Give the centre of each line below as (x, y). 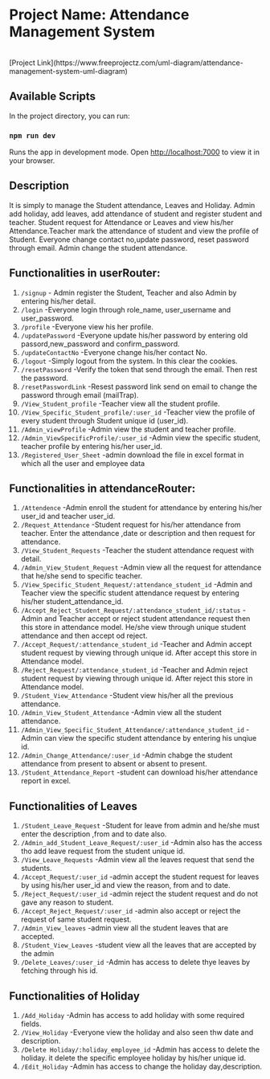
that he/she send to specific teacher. (82, 576)
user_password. (47, 318)
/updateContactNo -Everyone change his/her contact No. (114, 352)
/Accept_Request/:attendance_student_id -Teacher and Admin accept (136, 644)
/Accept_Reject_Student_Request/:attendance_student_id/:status (131, 611)
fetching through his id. (59, 971)
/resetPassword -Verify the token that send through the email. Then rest (139, 369)
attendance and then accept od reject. (84, 636)
